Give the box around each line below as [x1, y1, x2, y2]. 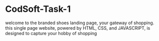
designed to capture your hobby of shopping [5, 30, 97, 36]
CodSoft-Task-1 [5, 3, 71, 15]
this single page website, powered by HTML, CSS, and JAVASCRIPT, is [5, 25, 151, 31]
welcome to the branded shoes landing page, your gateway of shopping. [5, 20, 155, 26]
